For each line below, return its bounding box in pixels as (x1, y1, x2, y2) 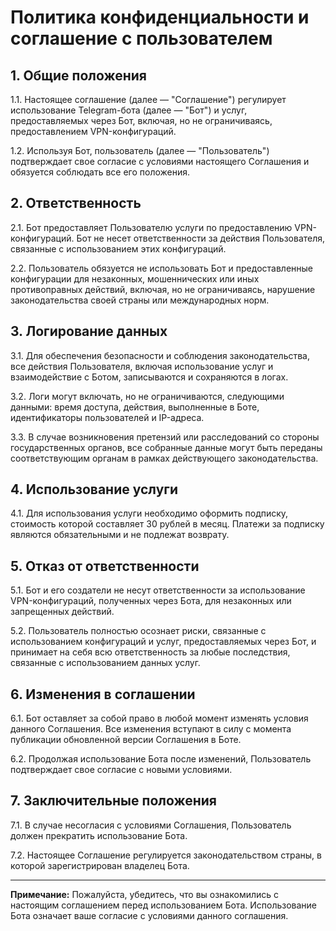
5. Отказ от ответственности (10, 557, 200, 575)
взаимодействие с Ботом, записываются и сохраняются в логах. (10, 371, 289, 383)
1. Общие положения (10, 67, 147, 84)
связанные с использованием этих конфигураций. (10, 242, 227, 255)
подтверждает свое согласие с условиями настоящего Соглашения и (10, 156, 310, 167)
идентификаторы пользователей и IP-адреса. (10, 411, 205, 423)
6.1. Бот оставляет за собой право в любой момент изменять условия (10, 712, 309, 725)
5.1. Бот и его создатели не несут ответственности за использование (10, 584, 306, 596)
